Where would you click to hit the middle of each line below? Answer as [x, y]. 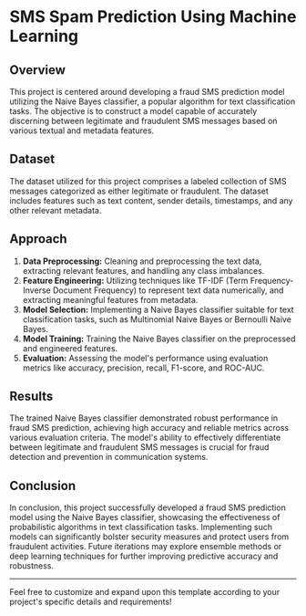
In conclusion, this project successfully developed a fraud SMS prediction [148, 507]
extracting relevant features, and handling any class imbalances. [143, 270]
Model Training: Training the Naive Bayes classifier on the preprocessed [159, 339]
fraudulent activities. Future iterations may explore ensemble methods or [146, 547]
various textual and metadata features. [82, 131]
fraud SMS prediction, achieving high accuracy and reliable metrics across [149, 428]
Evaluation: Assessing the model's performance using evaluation [145, 358]
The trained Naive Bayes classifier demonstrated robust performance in [144, 418]
